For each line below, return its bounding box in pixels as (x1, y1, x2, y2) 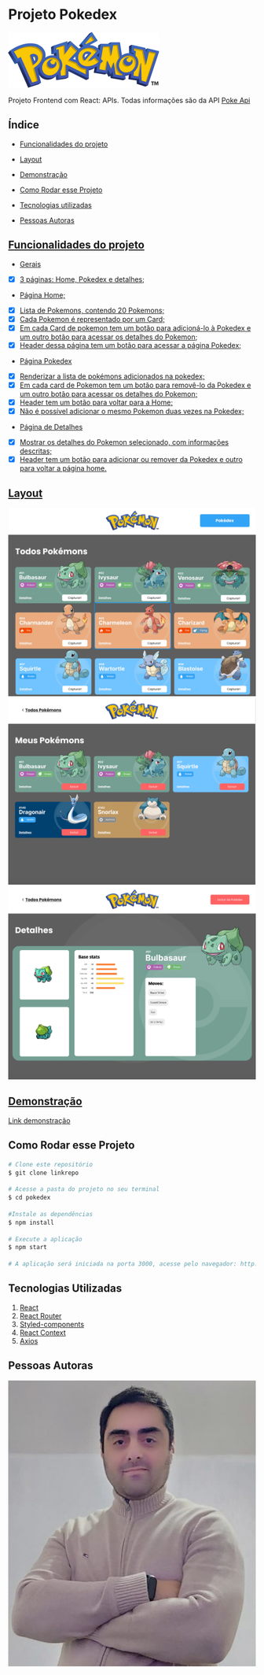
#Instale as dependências (8, 1210, 93, 1218)
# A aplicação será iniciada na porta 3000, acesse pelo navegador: (8, 1260, 237, 1268)
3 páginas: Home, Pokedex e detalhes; (19, 274, 145, 284)
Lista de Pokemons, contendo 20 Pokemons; (19, 305, 165, 315)
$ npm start (8, 1244, 47, 1252)
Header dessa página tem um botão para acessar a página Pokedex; (19, 340, 242, 349)
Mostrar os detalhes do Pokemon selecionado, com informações (19, 438, 229, 447)
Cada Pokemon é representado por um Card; (19, 314, 165, 324)
